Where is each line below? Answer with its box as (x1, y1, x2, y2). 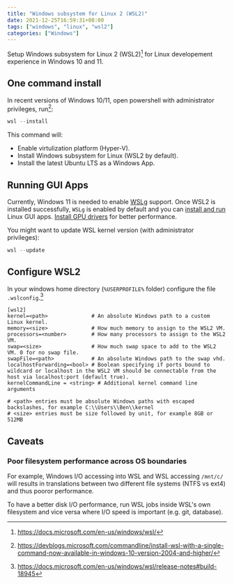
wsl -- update (7, 247, 45, 254)
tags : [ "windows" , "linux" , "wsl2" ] (7, 23, 114, 30)
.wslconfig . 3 (7, 292, 44, 302)
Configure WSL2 (7, 266, 81, 278)
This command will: (7, 130, 63, 139)
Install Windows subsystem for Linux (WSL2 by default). (17, 151, 179, 160)
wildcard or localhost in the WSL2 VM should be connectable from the (7, 367, 217, 375)
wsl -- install (7, 118, 49, 125)
